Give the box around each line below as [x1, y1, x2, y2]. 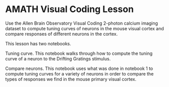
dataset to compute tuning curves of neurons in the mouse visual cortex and [5, 25, 164, 31]
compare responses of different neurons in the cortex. [5, 31, 118, 37]
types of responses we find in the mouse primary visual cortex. [5, 76, 137, 82]
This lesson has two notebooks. [5, 40, 72, 46]
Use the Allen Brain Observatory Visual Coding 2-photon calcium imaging [5, 20, 158, 26]
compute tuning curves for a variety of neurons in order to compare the [5, 70, 154, 76]
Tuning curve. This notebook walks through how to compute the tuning [5, 50, 153, 56]
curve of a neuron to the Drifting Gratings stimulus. [5, 55, 111, 61]
